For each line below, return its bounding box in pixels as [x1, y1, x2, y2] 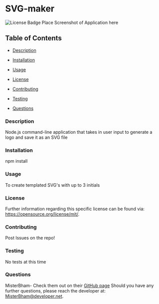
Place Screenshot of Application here [41, 19, 119, 25]
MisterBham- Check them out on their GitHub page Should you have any [5, 283, 154, 289]
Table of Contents [5, 34, 62, 42]
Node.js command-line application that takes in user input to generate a [5, 129, 153, 135]
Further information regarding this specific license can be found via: [5, 206, 145, 212]
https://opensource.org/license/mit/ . [5, 211, 80, 217]
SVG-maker [5, 3, 55, 14]
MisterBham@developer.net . [5, 293, 64, 299]
